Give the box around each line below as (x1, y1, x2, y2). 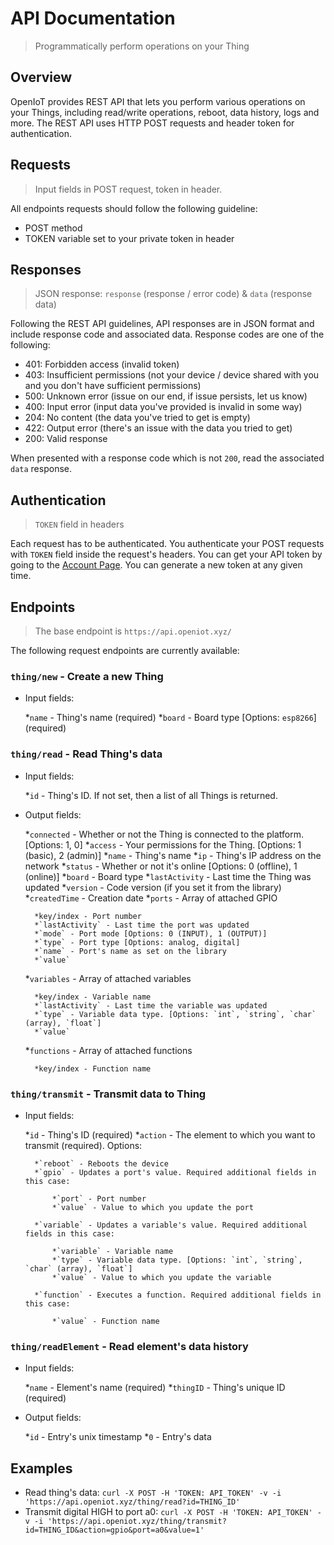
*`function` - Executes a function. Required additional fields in (34, 1290, 322, 1300)
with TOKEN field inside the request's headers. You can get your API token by (10, 548, 323, 561)
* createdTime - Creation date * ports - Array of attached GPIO (24, 892, 278, 904)
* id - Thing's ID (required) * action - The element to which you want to (24, 1128, 316, 1141)
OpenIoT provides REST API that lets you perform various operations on (10, 95, 306, 107)
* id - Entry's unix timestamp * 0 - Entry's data (24, 1431, 212, 1443)
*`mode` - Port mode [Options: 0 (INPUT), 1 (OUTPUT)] (34, 928, 268, 939)
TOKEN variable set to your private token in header (24, 232, 235, 244)
